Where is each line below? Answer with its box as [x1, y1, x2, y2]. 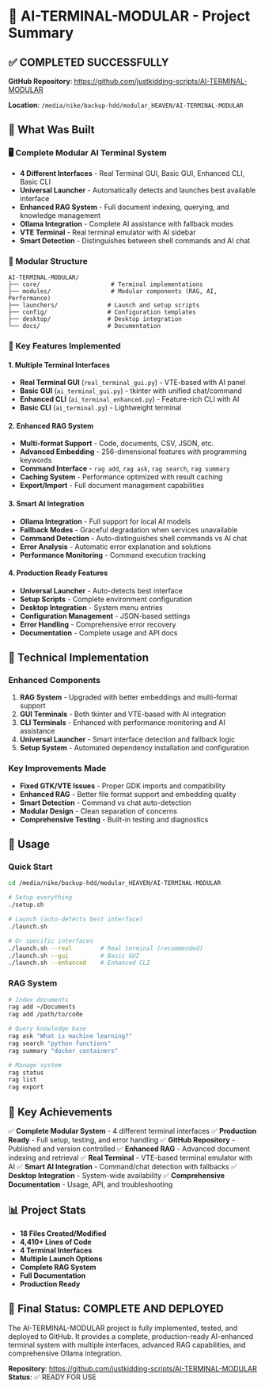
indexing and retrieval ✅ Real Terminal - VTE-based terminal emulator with [8, 1153, 253, 1162]
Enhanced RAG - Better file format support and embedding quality [19, 789, 237, 799]
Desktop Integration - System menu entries [19, 602, 164, 612]
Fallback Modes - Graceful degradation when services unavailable [19, 524, 238, 534]
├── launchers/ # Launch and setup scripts [8, 301, 200, 309]
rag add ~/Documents [8, 1003, 77, 1011]
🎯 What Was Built [8, 123, 95, 137]
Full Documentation [19, 1271, 86, 1280]
